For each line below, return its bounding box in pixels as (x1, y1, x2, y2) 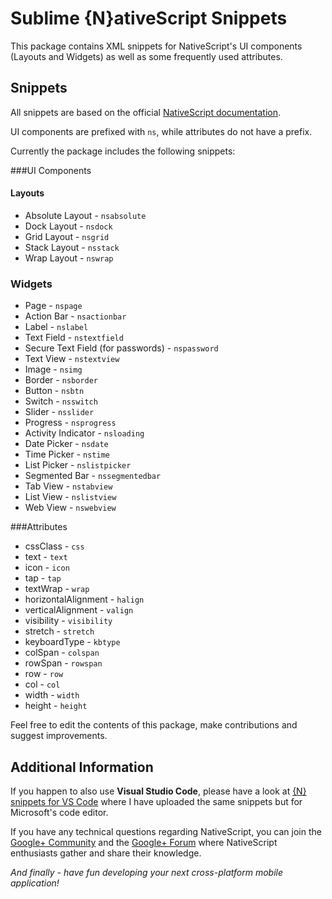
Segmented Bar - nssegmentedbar (24, 470, 162, 482)
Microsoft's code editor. (10, 807, 109, 819)
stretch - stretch (24, 625, 95, 637)
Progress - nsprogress (24, 417, 117, 429)
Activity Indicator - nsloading (24, 427, 145, 439)
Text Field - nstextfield (24, 332, 124, 344)
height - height (24, 700, 88, 712)
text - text (24, 551, 68, 563)
